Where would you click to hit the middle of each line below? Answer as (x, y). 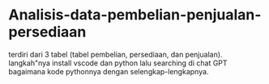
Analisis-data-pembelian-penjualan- (135, 15)
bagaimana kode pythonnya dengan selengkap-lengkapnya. (109, 71)
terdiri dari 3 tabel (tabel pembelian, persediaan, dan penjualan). (115, 54)
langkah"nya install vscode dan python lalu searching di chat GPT (118, 63)
